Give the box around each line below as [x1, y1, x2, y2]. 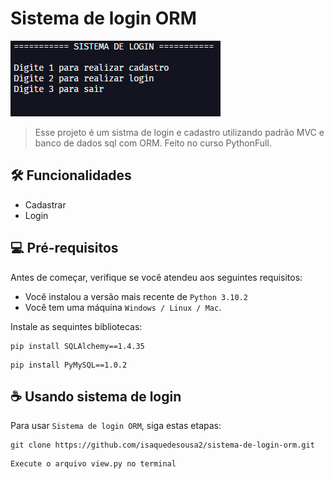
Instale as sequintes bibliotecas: [10, 320, 143, 332]
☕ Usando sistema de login [10, 388, 182, 405]
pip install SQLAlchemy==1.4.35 [10, 341, 145, 351]
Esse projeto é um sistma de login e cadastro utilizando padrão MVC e [34, 126, 325, 138]
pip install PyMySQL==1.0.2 [10, 360, 128, 370]
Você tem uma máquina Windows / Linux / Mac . [24, 301, 222, 313]
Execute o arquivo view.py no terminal [10, 459, 177, 469]
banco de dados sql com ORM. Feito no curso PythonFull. [34, 137, 272, 149]
